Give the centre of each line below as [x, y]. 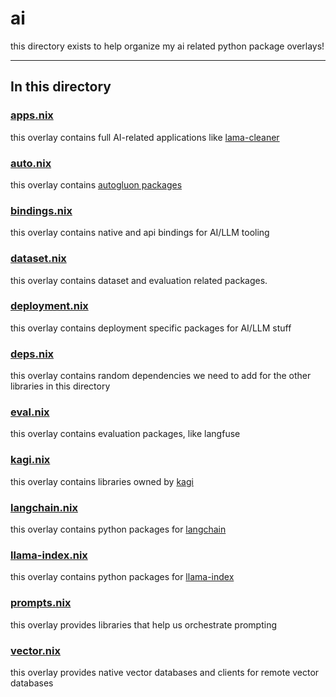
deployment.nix [49, 306]
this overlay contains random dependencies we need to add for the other [161, 376]
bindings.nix [41, 210]
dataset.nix [38, 259]
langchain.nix [44, 507]
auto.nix [31, 163]
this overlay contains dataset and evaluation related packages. [139, 280]
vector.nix [35, 650]
